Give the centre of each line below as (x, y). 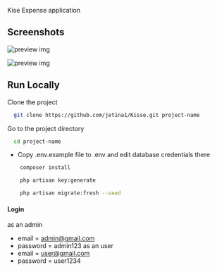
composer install (45, 168)
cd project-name (37, 141)
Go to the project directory (46, 128)
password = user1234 (49, 261)
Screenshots (36, 32)
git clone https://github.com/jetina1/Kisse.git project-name (107, 115)
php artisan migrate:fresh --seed (70, 193)
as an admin (25, 225)
